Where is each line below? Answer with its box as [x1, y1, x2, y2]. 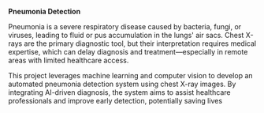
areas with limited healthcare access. [8, 55, 129, 65]
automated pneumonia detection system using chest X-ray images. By [8, 79, 236, 89]
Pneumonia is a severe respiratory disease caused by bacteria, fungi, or [8, 22, 242, 31]
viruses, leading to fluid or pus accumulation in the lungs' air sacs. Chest [8, 31, 244, 40]
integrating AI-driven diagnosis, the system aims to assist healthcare [8, 88, 231, 97]
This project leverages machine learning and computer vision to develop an [8, 71, 254, 80]
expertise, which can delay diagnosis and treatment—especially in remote [8, 47, 248, 56]
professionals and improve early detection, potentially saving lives [8, 96, 223, 105]
